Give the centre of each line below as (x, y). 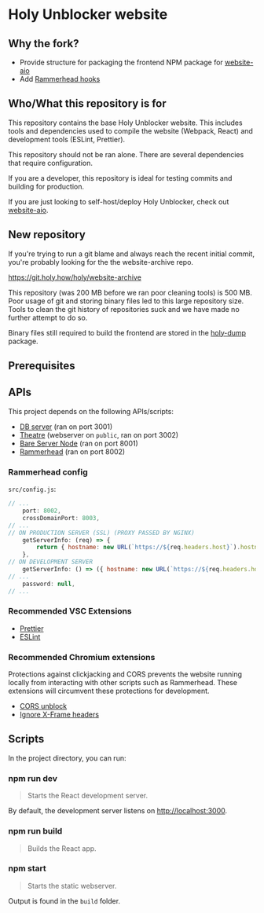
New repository (47, 235)
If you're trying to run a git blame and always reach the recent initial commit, (132, 254)
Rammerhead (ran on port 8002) (72, 451)
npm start (27, 868)
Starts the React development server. (88, 796)
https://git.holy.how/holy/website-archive (75, 277)
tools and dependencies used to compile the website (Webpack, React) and (131, 130)
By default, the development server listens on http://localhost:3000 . (118, 811)
